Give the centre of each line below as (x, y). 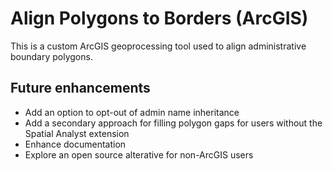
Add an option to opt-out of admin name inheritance (132, 112)
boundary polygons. (51, 56)
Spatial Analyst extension (77, 133)
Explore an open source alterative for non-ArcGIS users (139, 154)
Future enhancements (80, 88)
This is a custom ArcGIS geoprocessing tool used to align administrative (158, 46)
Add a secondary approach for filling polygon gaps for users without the (173, 123)
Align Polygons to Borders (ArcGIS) (159, 18)
